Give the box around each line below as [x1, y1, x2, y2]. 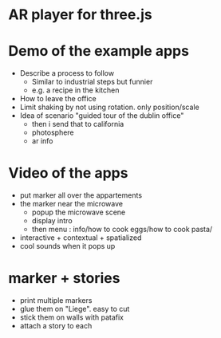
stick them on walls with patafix [19, 312, 124, 322]
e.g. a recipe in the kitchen [31, 85, 120, 95]
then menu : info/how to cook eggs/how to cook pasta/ [31, 225, 213, 234]
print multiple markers [19, 296, 93, 305]
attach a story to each [19, 321, 93, 330]
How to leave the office [19, 94, 97, 104]
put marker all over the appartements [19, 191, 142, 200]
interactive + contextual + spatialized [19, 233, 142, 242]
